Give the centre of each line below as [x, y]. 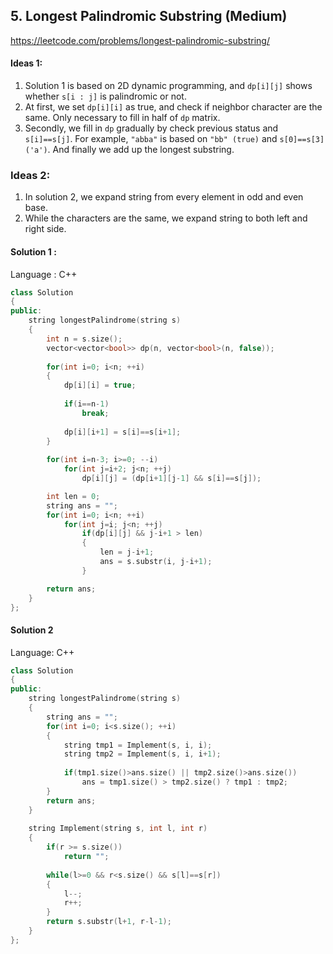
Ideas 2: [30, 175]
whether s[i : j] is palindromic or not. [105, 96]
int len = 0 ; [73, 496]
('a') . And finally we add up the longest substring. [129, 150]
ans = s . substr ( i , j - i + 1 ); [156, 562]
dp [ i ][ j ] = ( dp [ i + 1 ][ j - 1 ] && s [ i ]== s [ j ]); [171, 479]
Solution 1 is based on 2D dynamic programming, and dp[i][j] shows [168, 86]
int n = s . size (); [84, 339]
